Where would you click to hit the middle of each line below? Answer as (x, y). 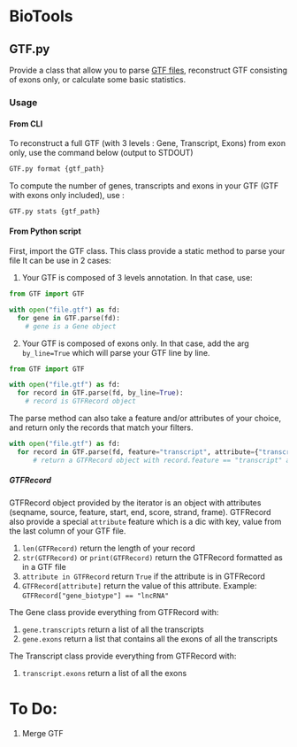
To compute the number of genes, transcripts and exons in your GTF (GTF (144, 186)
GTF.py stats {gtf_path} (55, 212)
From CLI (26, 123)
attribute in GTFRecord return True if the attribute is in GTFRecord (143, 576)
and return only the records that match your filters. (101, 427)
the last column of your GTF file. (68, 531)
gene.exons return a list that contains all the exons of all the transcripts (150, 638)
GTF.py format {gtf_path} (57, 169)
